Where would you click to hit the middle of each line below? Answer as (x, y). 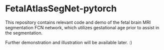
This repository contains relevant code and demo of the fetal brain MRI (78, 22)
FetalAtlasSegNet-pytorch (61, 9)
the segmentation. (24, 33)
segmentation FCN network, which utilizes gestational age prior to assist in (82, 27)
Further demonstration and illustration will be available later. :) (69, 42)
